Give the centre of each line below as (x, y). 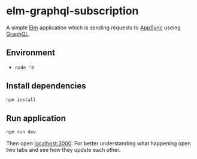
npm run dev (21, 132)
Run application (36, 118)
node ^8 (24, 68)
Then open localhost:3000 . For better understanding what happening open (99, 143)
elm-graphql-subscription (72, 11)
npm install (21, 100)
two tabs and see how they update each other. (63, 150)
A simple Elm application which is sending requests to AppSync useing (93, 27)
